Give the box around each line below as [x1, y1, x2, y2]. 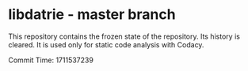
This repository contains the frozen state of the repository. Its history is [8, 32, 240, 41]
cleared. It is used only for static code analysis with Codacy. [8, 39, 204, 49]
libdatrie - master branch [8, 6, 176, 24]
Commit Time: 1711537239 [8, 55, 93, 65]
